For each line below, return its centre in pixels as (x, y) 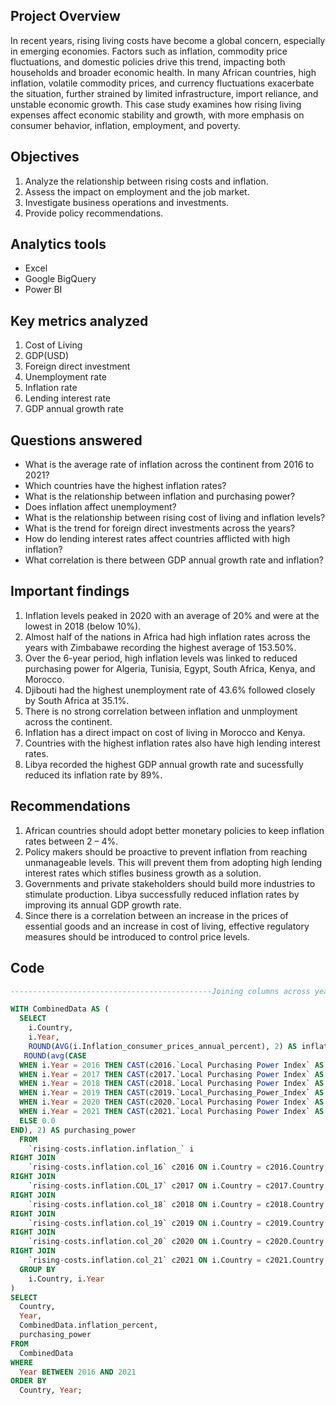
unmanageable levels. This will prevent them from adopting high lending (173, 862)
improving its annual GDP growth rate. (103, 905)
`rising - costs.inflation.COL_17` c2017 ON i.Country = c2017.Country (176, 1186)
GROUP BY (37, 1269)
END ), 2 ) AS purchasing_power (73, 1130)
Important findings (70, 591)
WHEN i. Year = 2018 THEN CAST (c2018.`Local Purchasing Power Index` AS (172, 1084)
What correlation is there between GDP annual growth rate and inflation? (174, 560)
